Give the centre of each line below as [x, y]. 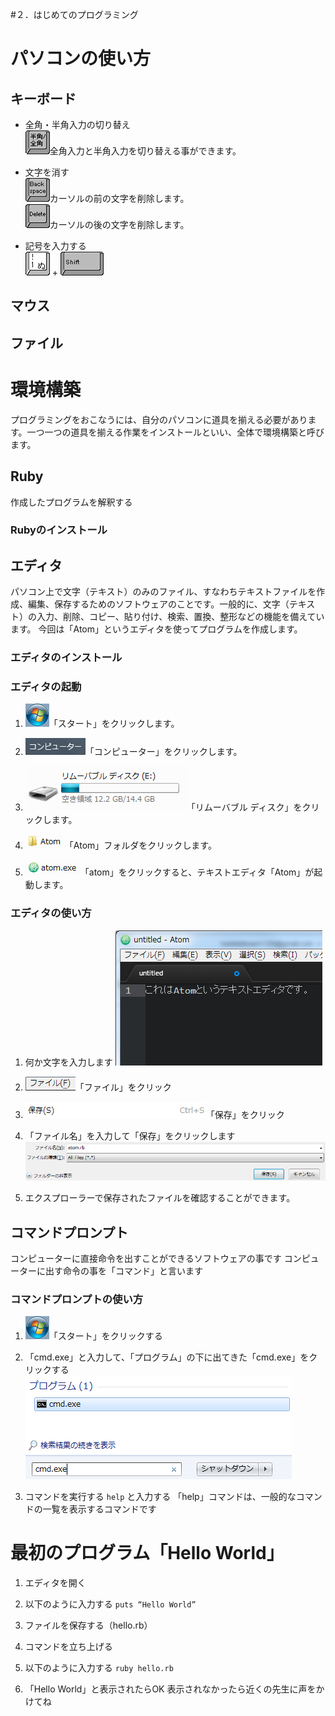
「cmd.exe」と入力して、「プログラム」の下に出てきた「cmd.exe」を [167, 1357]
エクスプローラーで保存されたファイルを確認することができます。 [160, 1198]
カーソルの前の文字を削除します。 [119, 198]
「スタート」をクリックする [105, 1336]
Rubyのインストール [59, 530]
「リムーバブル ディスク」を [244, 807]
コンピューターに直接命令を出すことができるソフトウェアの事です [146, 1258]
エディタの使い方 [51, 913]
